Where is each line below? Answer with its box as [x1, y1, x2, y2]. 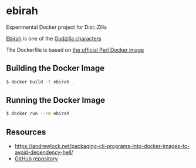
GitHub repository [14, 155, 58, 162]
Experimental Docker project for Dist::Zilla [6, 23, 107, 31]
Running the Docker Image [6, 95, 106, 105]
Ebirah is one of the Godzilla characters [6, 35, 102, 42]
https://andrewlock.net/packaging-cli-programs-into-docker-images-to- [14, 143, 190, 150]
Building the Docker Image [6, 63, 105, 73]
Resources [6, 127, 46, 137]
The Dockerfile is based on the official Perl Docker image [6, 46, 144, 53]
